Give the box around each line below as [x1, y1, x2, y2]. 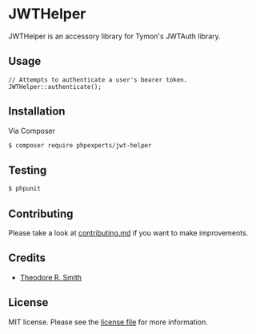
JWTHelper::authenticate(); [8, 82, 102, 91]
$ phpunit [8, 185, 42, 193]
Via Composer [8, 126, 56, 135]
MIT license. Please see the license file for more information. [8, 317, 208, 327]
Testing [8, 163, 47, 177]
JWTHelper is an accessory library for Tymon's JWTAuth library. [8, 31, 222, 41]
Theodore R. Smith [19, 272, 82, 282]
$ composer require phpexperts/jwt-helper [8, 141, 152, 149]
